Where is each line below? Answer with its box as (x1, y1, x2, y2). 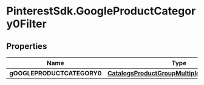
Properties (6, 41, 47, 51)
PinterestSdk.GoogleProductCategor (6, 4, 196, 18)
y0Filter (6, 17, 47, 31)
